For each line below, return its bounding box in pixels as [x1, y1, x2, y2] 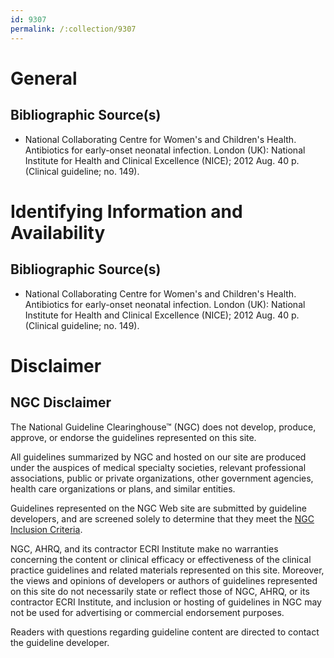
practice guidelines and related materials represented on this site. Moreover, [10, 564, 325, 576]
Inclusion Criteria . [10, 523, 83, 535]
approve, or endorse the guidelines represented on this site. [10, 431, 257, 443]
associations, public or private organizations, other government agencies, [10, 472, 314, 484]
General [10, 67, 78, 90]
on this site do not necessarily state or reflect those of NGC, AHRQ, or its [10, 585, 310, 597]
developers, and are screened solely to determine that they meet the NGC [10, 512, 315, 525]
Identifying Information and [10, 200, 243, 223]
